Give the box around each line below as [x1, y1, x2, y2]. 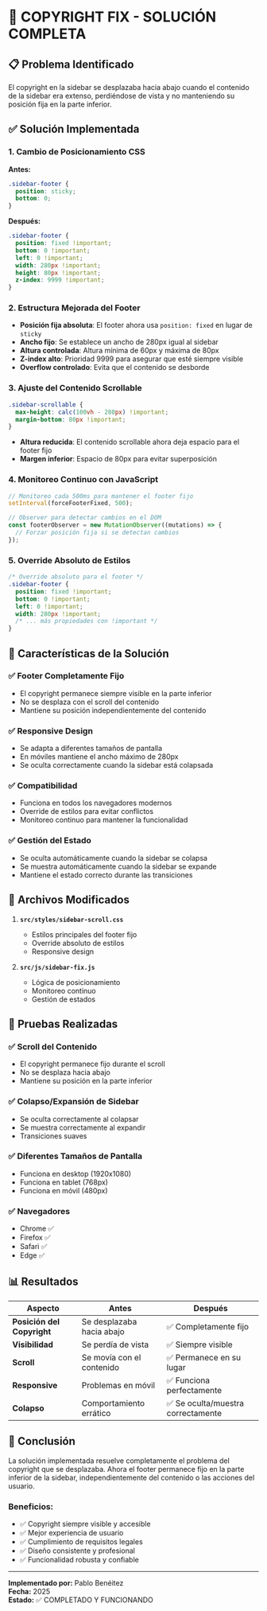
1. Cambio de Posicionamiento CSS [8, 146, 145, 158]
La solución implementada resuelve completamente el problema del [8, 1456, 230, 1465]
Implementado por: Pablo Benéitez [8, 1578, 124, 1588]
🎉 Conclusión [8, 1434, 75, 1448]
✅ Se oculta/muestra [166, 1397, 245, 1408]
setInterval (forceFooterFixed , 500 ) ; [8, 500, 133, 508]
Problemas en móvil [81, 1379, 156, 1391]
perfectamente [166, 1384, 222, 1395]
